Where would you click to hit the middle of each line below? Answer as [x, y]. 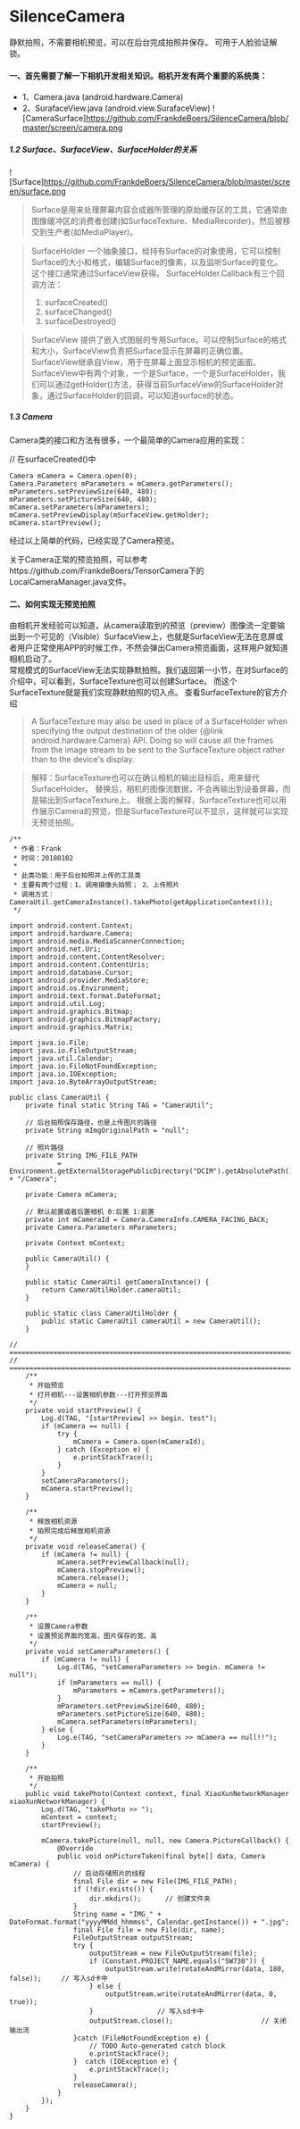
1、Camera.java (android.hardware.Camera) [103, 97]
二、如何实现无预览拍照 [52, 603]
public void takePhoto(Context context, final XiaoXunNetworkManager [158, 1794]
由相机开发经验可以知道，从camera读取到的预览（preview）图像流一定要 [143, 626]
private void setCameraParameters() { [97, 1652]
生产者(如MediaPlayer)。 [92, 232]
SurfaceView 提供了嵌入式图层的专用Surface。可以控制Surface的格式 [159, 340]
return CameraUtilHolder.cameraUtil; [111, 1290]
